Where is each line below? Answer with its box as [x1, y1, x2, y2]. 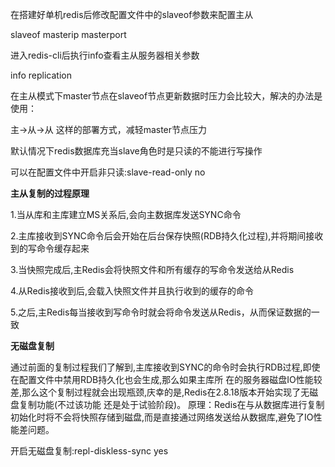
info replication [10, 69, 72, 81]
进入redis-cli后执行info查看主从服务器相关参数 [10, 49, 200, 61]
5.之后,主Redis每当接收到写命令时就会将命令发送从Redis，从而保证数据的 [10, 306, 312, 318]
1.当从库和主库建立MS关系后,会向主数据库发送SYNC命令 [10, 209, 242, 220]
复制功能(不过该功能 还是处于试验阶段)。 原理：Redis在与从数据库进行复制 [18, 399, 325, 410]
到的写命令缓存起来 [10, 243, 90, 254]
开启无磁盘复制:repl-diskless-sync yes [10, 445, 169, 457]
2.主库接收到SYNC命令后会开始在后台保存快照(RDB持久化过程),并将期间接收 [10, 230, 324, 242]
